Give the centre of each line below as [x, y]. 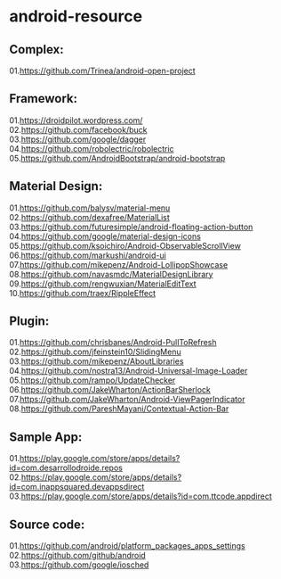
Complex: [36, 50]
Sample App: [46, 437]
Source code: [47, 524]
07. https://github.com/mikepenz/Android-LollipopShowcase [119, 264]
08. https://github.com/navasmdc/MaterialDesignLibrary [111, 274]
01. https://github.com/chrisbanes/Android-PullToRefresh [113, 343]
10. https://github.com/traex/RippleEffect [83, 293]
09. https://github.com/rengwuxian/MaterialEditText [103, 284]
